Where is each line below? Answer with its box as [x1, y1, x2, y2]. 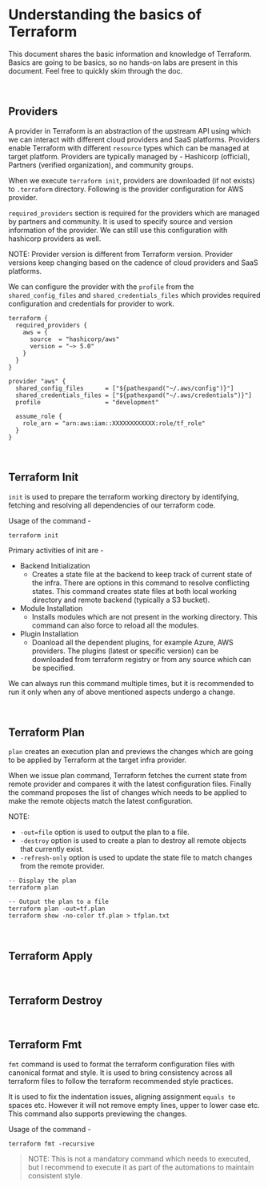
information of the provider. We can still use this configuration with [8, 225, 228, 235]
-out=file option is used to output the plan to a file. [19, 827, 190, 837]
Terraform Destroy [8, 993, 102, 1007]
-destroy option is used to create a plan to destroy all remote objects [19, 836, 246, 845]
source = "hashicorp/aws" [29, 335, 120, 343]
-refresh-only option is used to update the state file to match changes [19, 853, 253, 862]
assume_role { [15, 412, 62, 420]
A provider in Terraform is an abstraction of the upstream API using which [8, 126, 251, 135]
